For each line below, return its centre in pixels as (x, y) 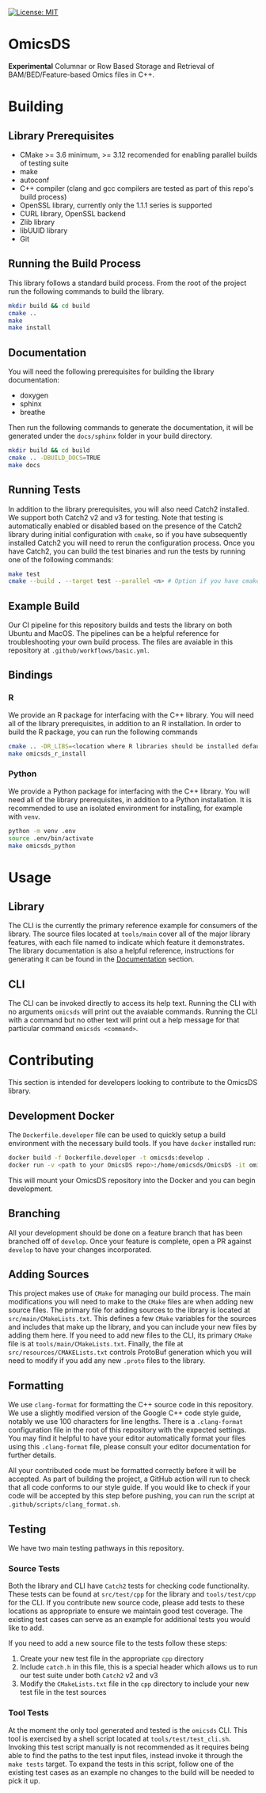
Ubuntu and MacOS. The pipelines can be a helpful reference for (114, 634)
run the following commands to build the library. (86, 291)
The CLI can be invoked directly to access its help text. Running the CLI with (132, 1003)
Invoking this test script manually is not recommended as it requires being (129, 1747)
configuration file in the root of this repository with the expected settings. (127, 1430)
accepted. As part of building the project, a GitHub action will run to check (129, 1479)
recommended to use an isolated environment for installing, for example (125, 808)
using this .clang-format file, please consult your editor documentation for (129, 1447)
